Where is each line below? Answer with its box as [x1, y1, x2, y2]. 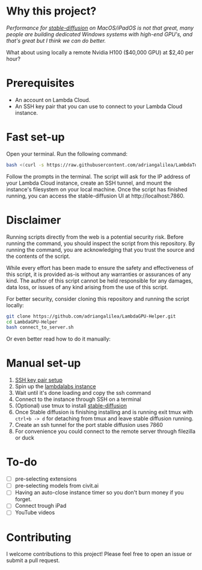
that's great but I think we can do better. [6, 37, 106, 44]
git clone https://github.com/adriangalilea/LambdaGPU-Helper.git [6, 313, 176, 319]
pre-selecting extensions [14, 475, 77, 482]
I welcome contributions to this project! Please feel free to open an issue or [6, 551, 192, 558]
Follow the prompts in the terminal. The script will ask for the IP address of [6, 173, 191, 180]
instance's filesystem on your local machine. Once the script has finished [6, 185, 188, 193]
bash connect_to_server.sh [6, 324, 74, 330]
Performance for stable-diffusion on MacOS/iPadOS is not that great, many [6, 24, 194, 31]
